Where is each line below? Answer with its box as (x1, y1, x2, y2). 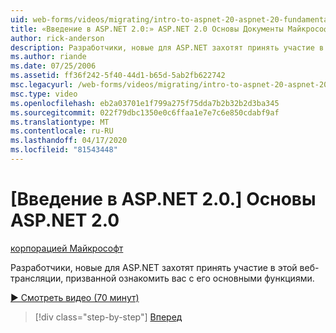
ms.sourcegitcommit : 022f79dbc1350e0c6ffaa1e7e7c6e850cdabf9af (10, 107, 280, 118)
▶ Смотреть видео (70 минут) (10, 291, 140, 303)
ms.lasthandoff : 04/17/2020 (10, 136, 128, 146)
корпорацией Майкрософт (10, 242, 124, 254)
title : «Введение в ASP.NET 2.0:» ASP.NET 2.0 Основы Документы (10, 24, 284, 34)
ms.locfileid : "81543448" (10, 145, 118, 155)
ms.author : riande (10, 52, 87, 62)
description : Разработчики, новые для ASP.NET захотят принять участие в (10, 42, 325, 53)
